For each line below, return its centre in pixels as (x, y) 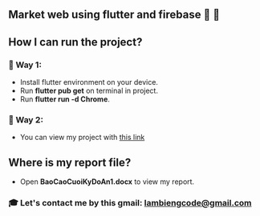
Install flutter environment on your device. (89, 82)
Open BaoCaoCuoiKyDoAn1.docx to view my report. (107, 182)
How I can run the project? (75, 42)
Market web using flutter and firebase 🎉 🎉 (114, 15)
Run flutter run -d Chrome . (65, 99)
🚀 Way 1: (25, 65)
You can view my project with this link (82, 138)
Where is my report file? (70, 162)
